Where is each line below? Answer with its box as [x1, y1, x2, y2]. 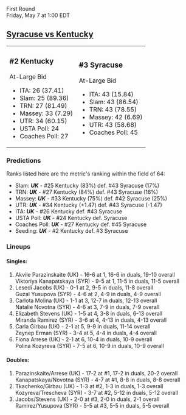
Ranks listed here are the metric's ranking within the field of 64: [6, 170, 165, 177]
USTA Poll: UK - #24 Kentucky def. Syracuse [15, 215, 128, 222]
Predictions [6, 156, 41, 165]
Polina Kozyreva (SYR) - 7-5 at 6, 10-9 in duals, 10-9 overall [15, 342, 164, 350]
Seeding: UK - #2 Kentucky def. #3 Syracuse [15, 227, 128, 235]
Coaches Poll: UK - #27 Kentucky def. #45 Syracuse [15, 221, 147, 228]
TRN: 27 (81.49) [19, 101, 67, 110]
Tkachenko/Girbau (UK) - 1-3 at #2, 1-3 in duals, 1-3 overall [15, 383, 164, 390]
